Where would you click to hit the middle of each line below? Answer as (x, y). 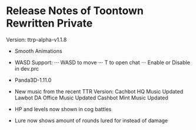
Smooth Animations (39, 51)
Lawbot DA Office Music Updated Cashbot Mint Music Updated (92, 98)
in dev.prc (27, 68)
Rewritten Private (49, 23)
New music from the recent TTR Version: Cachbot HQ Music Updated (99, 91)
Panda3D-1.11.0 (33, 80)
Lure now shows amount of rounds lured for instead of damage (91, 120)
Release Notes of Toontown (75, 11)
